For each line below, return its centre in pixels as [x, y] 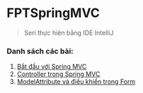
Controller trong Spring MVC [58, 74]
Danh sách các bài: [40, 51]
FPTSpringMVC [53, 13]
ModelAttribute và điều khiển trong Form [76, 82]
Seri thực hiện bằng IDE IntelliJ [69, 33]
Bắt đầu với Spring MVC [52, 67]
